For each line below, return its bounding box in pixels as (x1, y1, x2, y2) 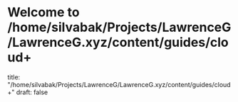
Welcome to (7, 4, 80, 21)
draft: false (16, 88, 48, 96)
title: (7, 72, 21, 81)
